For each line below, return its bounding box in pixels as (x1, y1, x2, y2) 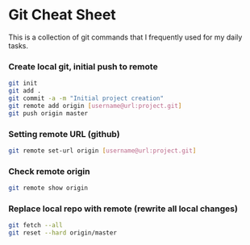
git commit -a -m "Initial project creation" (8, 94, 164, 102)
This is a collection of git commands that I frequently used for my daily (8, 32, 243, 42)
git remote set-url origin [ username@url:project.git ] (8, 147, 197, 155)
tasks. (8, 40, 29, 50)
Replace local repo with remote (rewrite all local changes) (8, 203, 238, 214)
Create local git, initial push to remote (8, 60, 159, 72)
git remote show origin (8, 184, 89, 193)
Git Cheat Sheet (8, 6, 117, 24)
